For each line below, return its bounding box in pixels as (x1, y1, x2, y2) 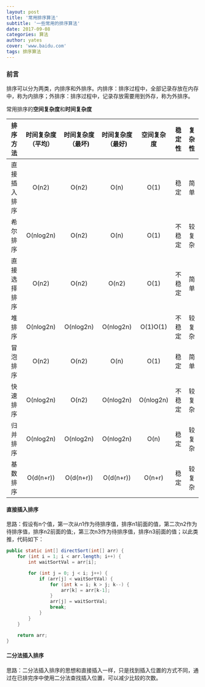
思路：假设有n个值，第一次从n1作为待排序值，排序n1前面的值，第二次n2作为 (6, 521, 197, 528)
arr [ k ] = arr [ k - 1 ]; (60, 587, 111, 593)
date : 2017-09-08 (6, 26, 51, 32)
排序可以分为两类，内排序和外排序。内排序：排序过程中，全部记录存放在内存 (6, 85, 199, 92)
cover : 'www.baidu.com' (6, 43, 67, 49)
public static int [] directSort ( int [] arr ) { (6, 548, 124, 554)
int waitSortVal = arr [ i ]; (28, 559, 97, 565)
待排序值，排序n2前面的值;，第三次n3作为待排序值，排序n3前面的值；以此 (6, 528, 193, 535)
